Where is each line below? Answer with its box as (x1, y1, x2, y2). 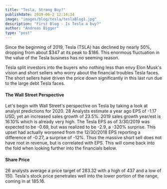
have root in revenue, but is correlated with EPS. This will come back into (5, 140, 155, 146)
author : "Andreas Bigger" (5, 26, 59, 31)
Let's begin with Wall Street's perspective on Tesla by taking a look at (5, 103, 148, 109)
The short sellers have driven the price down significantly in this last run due (5, 75, 163, 81)
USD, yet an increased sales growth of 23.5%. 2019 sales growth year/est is (5, 113, 161, 120)
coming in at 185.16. (5, 178, 45, 185)
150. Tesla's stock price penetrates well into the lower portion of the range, (5, 173, 159, 179)
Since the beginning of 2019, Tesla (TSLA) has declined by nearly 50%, (5, 44, 152, 50)
